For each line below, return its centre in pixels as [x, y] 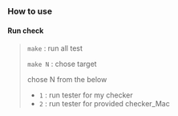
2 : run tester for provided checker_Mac [104, 104]
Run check [26, 31]
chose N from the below [67, 80]
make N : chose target [62, 64]
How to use [30, 11]
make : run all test [55, 48]
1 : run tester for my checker [86, 95]
